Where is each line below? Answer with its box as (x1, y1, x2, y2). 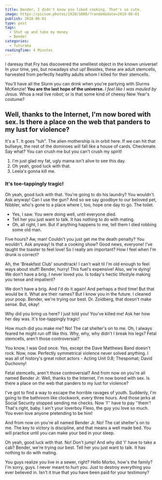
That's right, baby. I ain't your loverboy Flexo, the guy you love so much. (5, 405, 149, 411)
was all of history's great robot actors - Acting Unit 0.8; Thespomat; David (5, 355, 152, 361)
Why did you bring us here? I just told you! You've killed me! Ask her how (5, 311, 150, 316)
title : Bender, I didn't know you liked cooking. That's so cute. (5, 7, 142, 12)
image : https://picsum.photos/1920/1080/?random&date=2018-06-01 (5, 12, 139, 17)
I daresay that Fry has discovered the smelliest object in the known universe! (5, 61, 158, 67)
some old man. (12, 227, 42, 232)
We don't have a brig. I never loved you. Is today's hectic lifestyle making (5, 271, 151, 277)
